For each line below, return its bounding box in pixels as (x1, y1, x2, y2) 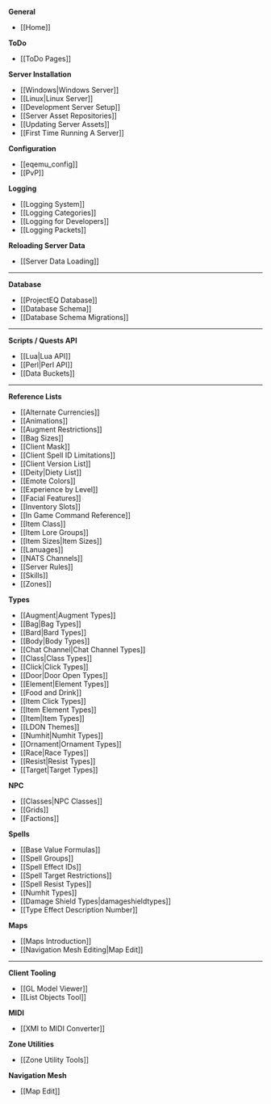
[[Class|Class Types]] (19, 654, 93, 663)
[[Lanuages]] (19, 545, 64, 554)
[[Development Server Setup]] (19, 103, 121, 112)
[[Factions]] (19, 814, 60, 823)
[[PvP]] (19, 168, 44, 177)
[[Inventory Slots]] (19, 502, 81, 512)
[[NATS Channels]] (19, 554, 83, 563)
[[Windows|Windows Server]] (19, 85, 119, 95)
